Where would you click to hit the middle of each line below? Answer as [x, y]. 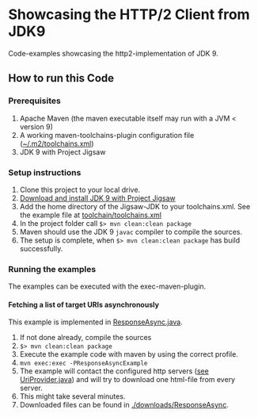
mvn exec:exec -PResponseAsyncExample [83, 363]
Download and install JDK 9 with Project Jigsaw [97, 198]
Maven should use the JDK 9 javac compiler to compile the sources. [131, 231]
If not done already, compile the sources [85, 338]
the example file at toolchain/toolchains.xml [91, 215]
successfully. [41, 248]
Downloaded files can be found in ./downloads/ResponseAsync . [124, 405]
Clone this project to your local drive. [80, 189]
